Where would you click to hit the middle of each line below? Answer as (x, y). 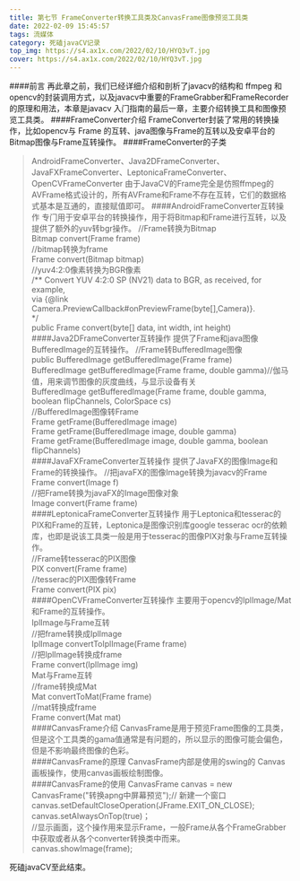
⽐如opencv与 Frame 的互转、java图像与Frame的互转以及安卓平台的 (150, 131)
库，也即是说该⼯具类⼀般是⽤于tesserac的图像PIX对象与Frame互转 (155, 536)
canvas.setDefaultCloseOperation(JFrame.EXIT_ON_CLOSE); (143, 805)
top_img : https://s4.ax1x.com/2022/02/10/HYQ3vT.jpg (110, 51)
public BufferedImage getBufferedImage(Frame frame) (132, 359)
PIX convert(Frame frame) (79, 569)
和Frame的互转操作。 (70, 611)
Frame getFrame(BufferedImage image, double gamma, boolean (150, 441)
